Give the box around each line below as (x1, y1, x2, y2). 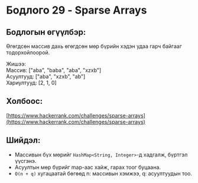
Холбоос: (6, 96, 43, 106)
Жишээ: (6, 60, 27, 67)
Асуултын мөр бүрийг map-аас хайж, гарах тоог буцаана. (14, 164, 161, 171)
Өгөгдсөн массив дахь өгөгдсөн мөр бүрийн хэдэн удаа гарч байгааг (6, 43, 182, 50)
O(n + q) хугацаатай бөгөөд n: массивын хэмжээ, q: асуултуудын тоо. (14, 169, 193, 177)
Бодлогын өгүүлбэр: (6, 27, 86, 37)
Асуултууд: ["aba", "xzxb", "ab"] (6, 73, 86, 80)
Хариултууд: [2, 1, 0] (6, 79, 57, 86)
